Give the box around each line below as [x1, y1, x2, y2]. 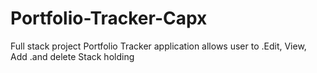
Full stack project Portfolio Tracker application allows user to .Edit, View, [10, 40, 307, 52]
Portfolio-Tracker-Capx [10, 7, 208, 30]
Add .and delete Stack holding [10, 50, 135, 62]
